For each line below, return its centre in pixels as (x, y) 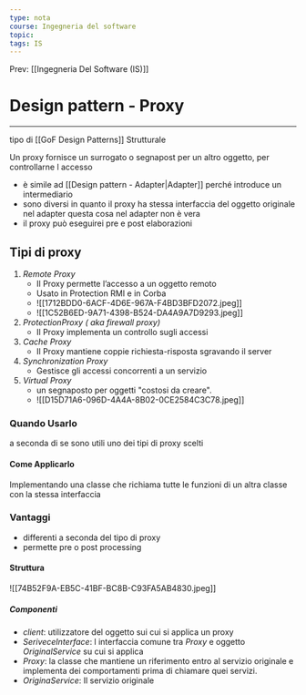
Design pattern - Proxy (97, 106)
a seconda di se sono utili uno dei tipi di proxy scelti (107, 444)
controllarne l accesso (51, 167)
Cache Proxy (47, 342)
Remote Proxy (49, 274)
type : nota (30, 18)
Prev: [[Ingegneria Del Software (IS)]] (79, 69)
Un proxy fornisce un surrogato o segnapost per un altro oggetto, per (140, 158)
